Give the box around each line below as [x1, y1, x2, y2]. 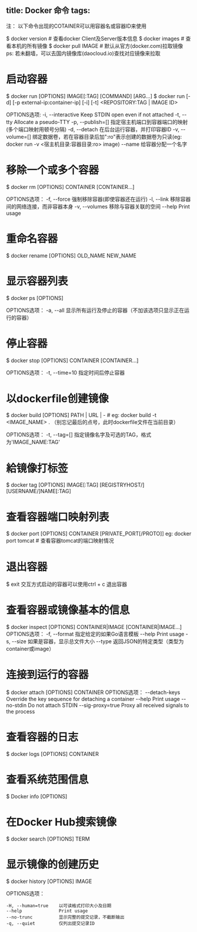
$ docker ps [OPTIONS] [6, 294, 64, 301]
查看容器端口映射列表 [6, 510, 110, 524]
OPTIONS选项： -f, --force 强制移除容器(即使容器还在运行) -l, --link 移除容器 [6, 195, 191, 203]
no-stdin [6, 702, 27, 709]
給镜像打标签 [6, 461, 69, 475]
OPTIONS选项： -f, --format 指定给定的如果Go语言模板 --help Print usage [6, 631, 185, 638]
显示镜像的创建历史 [6, 858, 99, 871]
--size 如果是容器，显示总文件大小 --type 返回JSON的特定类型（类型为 [11, 638, 184, 645]
